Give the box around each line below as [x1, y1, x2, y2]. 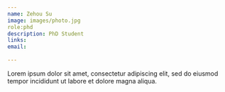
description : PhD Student [7, 30, 84, 38]
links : [7, 37, 27, 44]
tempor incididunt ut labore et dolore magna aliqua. [7, 76, 158, 85]
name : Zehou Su [7, 10, 53, 18]
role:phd [7, 23, 33, 30]
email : [7, 43, 27, 50]
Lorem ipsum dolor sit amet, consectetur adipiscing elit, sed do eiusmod [7, 69, 219, 78]
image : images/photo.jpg [7, 17, 81, 24]
